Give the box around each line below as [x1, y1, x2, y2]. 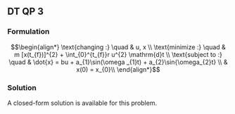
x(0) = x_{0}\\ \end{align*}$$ [76, 65, 160, 73]
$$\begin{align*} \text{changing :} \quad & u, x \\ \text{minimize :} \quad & [10, 42, 227, 51]
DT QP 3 [7, 6, 44, 18]
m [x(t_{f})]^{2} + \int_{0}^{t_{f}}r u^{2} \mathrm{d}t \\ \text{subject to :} [13, 50, 223, 58]
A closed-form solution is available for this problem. [7, 99, 157, 107]
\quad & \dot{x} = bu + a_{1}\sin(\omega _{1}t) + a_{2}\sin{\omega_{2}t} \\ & [8, 58, 228, 66]
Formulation [7, 27, 50, 37]
